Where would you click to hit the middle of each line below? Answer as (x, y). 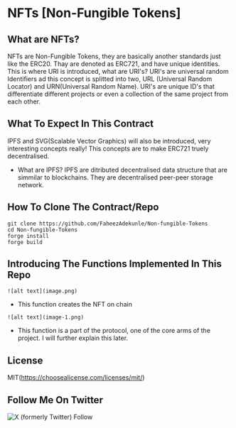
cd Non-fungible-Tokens (43, 230)
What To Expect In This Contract (81, 124)
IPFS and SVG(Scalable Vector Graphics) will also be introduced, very (109, 141)
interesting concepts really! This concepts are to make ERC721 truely (108, 148)
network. (31, 185)
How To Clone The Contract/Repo (83, 207)
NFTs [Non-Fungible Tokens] (94, 13)
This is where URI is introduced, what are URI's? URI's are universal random (118, 71)
